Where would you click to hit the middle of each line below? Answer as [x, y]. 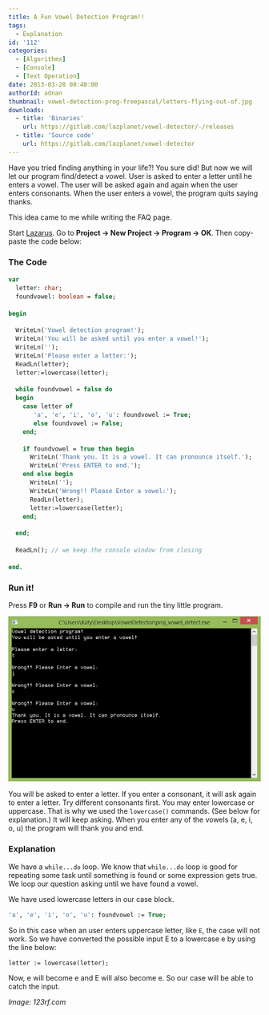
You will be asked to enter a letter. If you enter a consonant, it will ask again [132, 795]
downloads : [26, 110]
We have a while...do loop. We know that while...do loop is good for [123, 867]
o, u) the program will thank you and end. [76, 828]
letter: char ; [39, 288]
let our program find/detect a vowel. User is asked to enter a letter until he [130, 176]
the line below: [32, 947]
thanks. [21, 201]
